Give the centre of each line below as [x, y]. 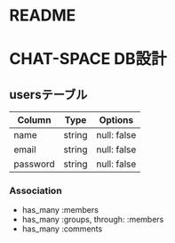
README [43, 16]
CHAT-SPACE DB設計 [88, 59]
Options [116, 120]
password [34, 164]
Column [34, 120]
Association [36, 190]
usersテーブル [48, 94]
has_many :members [60, 210]
